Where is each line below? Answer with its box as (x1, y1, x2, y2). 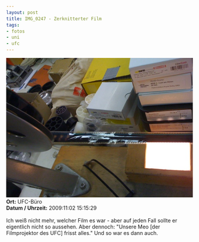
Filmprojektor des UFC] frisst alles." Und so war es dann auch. (6, 230, 158, 237)
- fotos (6, 28, 25, 34)
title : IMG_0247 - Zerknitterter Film (6, 15, 102, 22)
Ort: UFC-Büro (6, 198, 43, 205)
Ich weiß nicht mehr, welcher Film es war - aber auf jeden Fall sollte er (6, 217, 178, 224)
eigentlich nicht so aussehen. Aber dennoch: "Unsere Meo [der (6, 223, 161, 230)
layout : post (6, 9, 38, 15)
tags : (6, 22, 20, 28)
